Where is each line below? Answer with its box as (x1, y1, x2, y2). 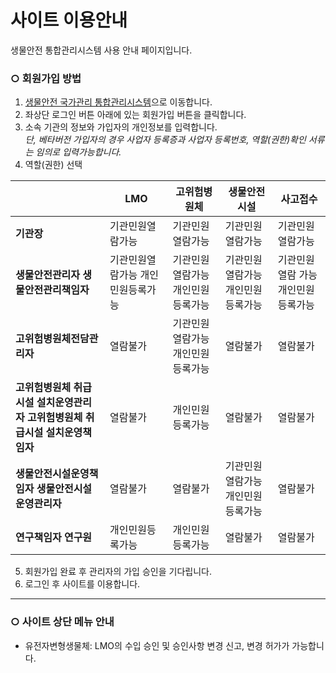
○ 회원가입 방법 (10, 71, 82, 85)
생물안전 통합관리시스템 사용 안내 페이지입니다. (10, 44, 193, 56)
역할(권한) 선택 (24, 159, 83, 171)
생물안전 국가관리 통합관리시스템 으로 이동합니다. (24, 96, 213, 108)
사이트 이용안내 (10, 9, 128, 32)
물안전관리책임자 (15, 283, 90, 297)
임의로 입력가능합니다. (35, 146, 122, 158)
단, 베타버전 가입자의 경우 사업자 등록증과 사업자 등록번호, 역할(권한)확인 (24, 134, 307, 146)
